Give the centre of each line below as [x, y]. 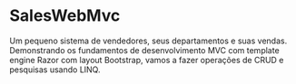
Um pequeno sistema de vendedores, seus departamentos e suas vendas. [148, 41]
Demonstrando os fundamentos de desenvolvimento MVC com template [144, 50]
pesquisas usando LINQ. [55, 70]
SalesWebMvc [65, 16]
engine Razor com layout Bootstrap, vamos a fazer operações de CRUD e [147, 60]
